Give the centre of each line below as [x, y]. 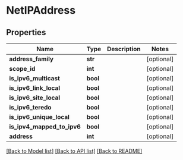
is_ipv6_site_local [35, 98]
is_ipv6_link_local [35, 88]
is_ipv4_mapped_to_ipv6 [45, 127]
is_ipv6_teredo [30, 107]
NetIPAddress [41, 10]
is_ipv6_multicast [35, 78]
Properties [26, 32]
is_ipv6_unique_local [40, 117]
